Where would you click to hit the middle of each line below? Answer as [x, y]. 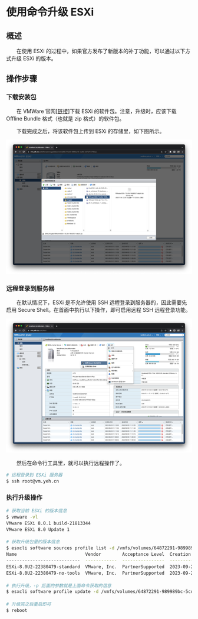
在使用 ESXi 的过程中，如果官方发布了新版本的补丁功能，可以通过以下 [101, 51]
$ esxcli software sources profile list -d [60, 548]
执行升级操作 [24, 497]
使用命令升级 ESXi [50, 12]
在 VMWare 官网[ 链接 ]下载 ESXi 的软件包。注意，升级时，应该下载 [97, 111]
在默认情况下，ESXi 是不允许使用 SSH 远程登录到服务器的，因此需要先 [102, 302]
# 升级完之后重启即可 [29, 604]
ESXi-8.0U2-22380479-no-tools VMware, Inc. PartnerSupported [85, 573]
